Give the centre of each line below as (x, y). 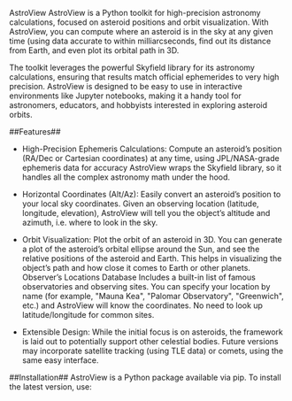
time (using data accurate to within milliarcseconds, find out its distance (140, 41)
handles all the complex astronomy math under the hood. (126, 177)
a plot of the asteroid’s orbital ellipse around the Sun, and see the (141, 249)
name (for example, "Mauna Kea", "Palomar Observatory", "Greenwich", (153, 296)
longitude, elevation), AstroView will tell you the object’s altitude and (146, 213)
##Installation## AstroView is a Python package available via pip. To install (145, 377)
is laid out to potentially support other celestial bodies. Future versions (150, 341)
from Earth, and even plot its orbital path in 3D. (94, 50)
